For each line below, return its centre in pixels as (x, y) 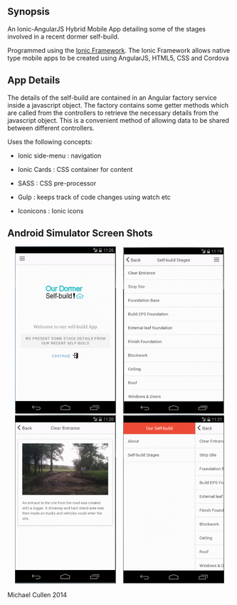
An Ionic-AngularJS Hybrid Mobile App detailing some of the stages (107, 29)
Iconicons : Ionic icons (51, 210)
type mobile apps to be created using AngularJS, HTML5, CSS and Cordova (118, 58)
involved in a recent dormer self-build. (63, 36)
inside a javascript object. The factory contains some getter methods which (118, 105)
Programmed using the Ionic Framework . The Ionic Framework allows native (119, 50)
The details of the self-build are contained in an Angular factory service (112, 97)
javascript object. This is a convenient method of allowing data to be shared (118, 120)
